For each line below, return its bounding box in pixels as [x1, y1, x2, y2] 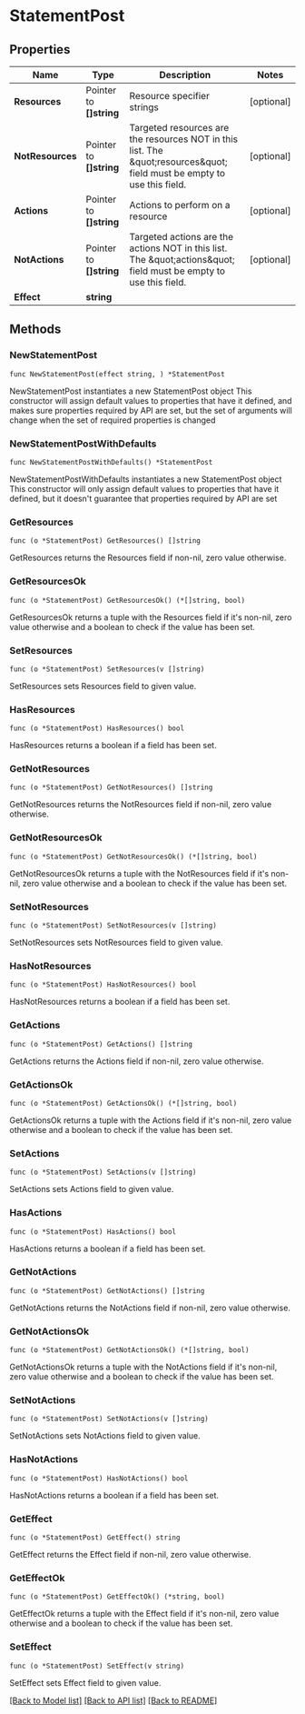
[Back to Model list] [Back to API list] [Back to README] [9, 1695, 218, 1706]
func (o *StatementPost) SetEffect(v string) [9, 1661, 184, 1670]
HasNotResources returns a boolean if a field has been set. [9, 997, 231, 1007]
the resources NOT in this [129, 133, 239, 145]
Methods [9, 322, 62, 337]
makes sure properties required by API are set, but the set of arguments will [9, 405, 292, 416]
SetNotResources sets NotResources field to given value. [9, 937, 224, 948]
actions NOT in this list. [129, 242, 228, 255]
